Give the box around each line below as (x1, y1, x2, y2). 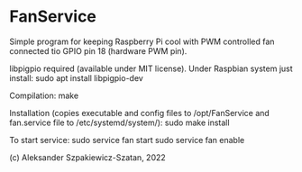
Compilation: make (9, 90, 79, 101)
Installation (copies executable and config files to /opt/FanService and (9, 107, 270, 118)
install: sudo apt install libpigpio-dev (9, 72, 144, 83)
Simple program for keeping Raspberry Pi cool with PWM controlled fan (9, 36, 275, 47)
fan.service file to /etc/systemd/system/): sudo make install (9, 117, 230, 128)
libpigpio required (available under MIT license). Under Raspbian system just (9, 63, 293, 74)
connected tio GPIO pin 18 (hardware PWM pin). (9, 45, 188, 56)
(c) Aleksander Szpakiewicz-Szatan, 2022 (9, 151, 167, 163)
